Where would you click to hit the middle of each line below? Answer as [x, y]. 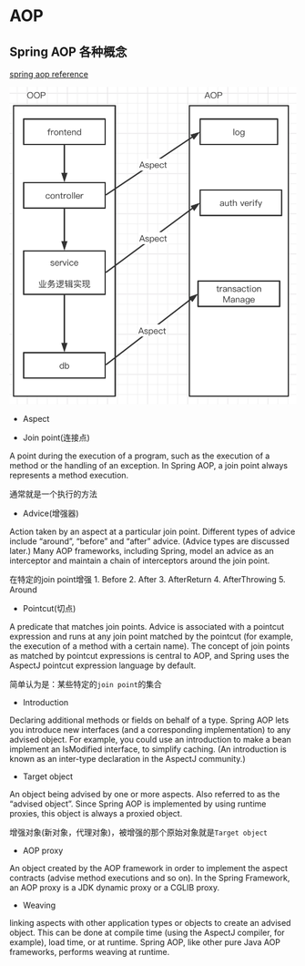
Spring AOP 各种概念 [68, 51]
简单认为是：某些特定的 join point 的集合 [86, 683]
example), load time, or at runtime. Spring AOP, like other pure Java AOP [145, 942]
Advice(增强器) [51, 513]
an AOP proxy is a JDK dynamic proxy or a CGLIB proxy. [115, 887]
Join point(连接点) [56, 437]
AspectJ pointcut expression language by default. [103, 665]
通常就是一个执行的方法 [53, 494]
